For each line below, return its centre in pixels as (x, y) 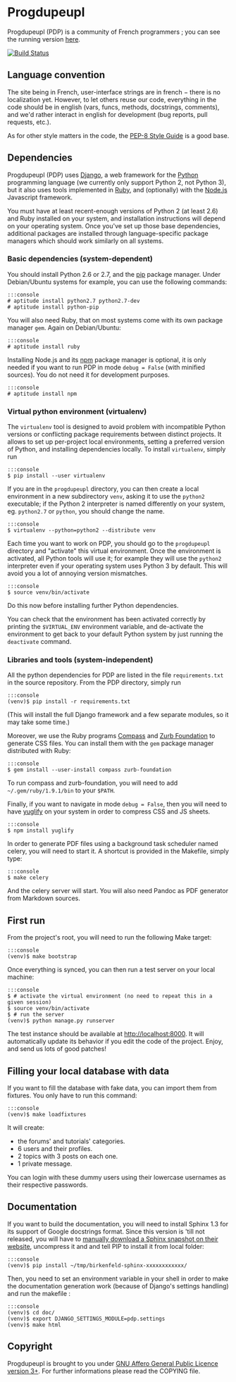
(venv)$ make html (34, 1325)
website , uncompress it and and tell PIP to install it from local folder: (106, 1246)
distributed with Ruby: (39, 751)
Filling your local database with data (88, 1071)
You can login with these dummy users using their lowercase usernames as (117, 1178)
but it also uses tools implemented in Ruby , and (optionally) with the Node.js (117, 189)
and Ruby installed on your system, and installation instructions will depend (117, 218)
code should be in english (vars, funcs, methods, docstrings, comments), (113, 107)
